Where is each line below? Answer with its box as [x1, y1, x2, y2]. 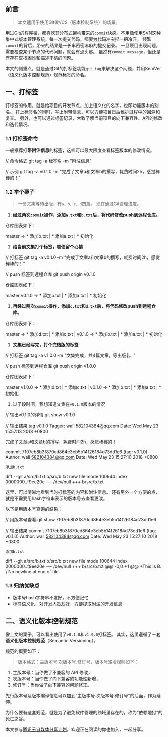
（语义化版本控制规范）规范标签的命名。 [5, 72, 89, 78]
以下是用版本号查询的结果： [5, 506, 63, 512]
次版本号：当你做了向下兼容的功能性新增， [12, 676, 101, 682]
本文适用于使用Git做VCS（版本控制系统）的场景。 [17, 19, 120, 25]
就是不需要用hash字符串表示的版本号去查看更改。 [5, 495, 108, 501]
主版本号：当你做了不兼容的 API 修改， [12, 670, 93, 676]
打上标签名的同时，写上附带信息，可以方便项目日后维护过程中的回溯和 [15, 109, 160, 115]
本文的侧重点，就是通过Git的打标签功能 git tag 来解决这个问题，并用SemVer [5, 65, 161, 71]
